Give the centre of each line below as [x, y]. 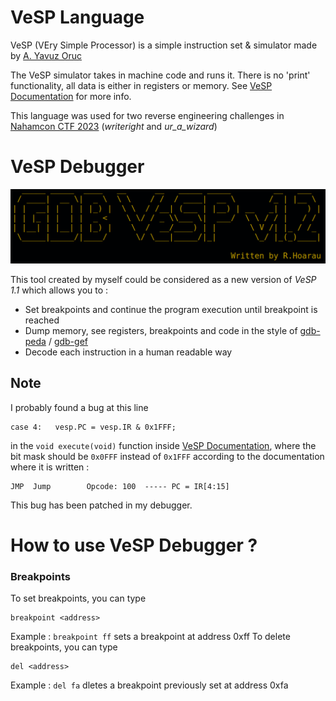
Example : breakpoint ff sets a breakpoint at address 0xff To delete [150, 637]
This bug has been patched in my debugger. [101, 505]
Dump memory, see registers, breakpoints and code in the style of [161, 330]
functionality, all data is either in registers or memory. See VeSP [141, 85]
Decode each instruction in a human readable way [128, 352]
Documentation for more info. [71, 96]
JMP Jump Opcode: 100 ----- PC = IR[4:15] [120, 486]
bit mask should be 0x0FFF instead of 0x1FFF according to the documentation [167, 456]
